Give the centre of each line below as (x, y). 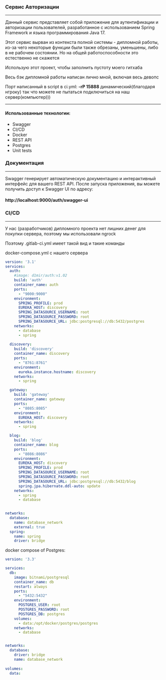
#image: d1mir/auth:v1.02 (41, 276)
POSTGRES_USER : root (39, 605)
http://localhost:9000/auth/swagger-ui (46, 200)
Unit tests (22, 150)
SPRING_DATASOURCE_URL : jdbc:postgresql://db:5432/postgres (81, 322)
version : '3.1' (21, 262)
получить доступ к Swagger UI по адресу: (49, 189)
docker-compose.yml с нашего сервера (46, 253)
